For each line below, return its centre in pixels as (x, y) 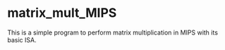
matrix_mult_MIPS (62, 13)
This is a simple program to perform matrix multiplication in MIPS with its (113, 32)
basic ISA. (22, 39)
